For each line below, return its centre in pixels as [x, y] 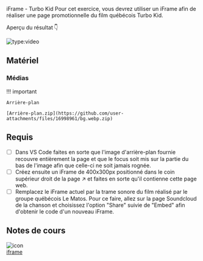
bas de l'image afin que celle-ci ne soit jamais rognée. [83, 165]
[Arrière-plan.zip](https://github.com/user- [65, 113]
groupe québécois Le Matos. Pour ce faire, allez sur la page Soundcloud [106, 198]
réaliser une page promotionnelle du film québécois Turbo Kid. [85, 15]
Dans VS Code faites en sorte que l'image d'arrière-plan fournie [95, 152]
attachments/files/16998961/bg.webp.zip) [60, 118]
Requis [20, 138]
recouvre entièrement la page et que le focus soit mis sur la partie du [102, 159]
